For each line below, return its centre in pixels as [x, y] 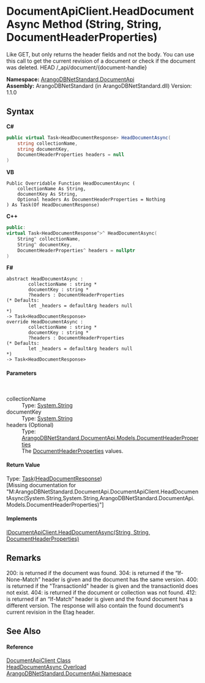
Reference [20, 647]
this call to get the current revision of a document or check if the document [101, 61]
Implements [22, 519]
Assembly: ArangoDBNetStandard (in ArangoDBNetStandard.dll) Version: [99, 86]
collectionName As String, [52, 189]
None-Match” [24, 579]
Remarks [24, 558]
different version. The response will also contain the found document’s [95, 605]
